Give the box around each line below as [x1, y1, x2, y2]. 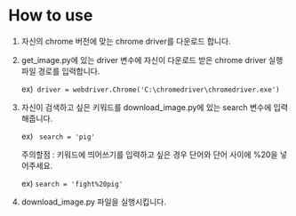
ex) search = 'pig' [20, 131, 95, 141]
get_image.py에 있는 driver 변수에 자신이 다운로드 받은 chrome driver [20, 54, 268, 65]
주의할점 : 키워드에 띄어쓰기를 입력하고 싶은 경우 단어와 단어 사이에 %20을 [20, 148, 278, 160]
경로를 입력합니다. [37, 66, 100, 76]
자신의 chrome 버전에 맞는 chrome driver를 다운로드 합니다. [20, 36, 232, 46]
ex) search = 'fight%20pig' [20, 178, 124, 188]
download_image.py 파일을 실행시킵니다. [20, 196, 166, 207]
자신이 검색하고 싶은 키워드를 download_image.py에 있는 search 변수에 [20, 101, 272, 112]
